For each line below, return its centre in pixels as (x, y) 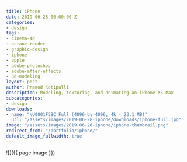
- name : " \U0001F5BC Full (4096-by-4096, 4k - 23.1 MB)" (77, 114)
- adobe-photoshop (28, 66)
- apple (15, 60)
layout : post (22, 82)
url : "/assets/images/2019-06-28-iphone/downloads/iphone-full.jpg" (96, 120)
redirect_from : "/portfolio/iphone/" (52, 131)
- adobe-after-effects (34, 71)
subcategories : (25, 98)
